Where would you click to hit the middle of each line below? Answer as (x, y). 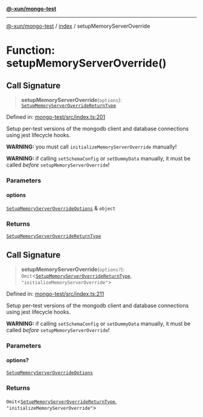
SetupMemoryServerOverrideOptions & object (61, 208)
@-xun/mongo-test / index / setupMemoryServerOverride (78, 26)
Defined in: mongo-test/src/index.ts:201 (56, 117)
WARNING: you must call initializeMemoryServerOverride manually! (92, 147)
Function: (31, 50)
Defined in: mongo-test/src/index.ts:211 (55, 294)
